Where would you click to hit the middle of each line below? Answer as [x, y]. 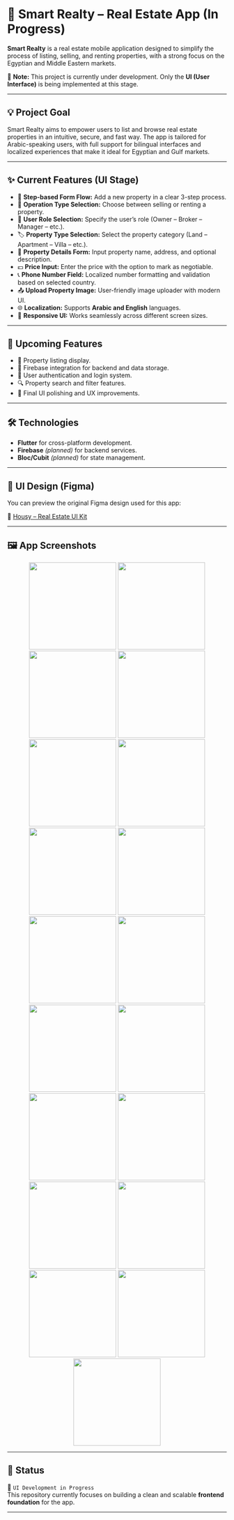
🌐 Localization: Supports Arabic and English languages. [99, 307]
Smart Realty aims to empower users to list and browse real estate [102, 129]
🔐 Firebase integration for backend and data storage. [93, 368]
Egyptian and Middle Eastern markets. [62, 63]
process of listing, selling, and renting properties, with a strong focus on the [116, 56]
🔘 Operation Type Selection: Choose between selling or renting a [112, 204]
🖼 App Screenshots [52, 546]
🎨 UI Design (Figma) [51, 486]
